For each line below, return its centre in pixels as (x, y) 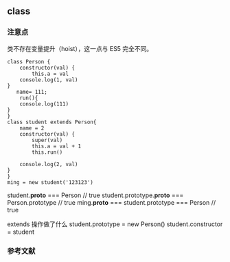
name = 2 (32, 128)
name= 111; (32, 92)
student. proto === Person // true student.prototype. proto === (95, 195)
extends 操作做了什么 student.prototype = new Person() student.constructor (115, 224)
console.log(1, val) (49, 80)
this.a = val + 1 (56, 146)
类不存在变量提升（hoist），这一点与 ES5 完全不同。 (80, 48)
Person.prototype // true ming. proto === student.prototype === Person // (112, 202)
